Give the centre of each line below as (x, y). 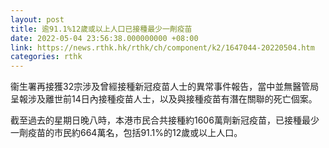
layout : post (37, 19)
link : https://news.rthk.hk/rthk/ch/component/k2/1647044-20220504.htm (162, 47)
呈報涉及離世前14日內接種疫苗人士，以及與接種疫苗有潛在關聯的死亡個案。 (164, 99)
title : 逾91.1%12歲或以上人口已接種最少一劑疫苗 (101, 29)
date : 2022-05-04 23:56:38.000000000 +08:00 (104, 38)
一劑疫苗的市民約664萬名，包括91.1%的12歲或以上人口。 (126, 133)
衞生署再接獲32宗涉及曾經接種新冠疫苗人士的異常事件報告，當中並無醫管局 (165, 87)
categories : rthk (46, 57)
